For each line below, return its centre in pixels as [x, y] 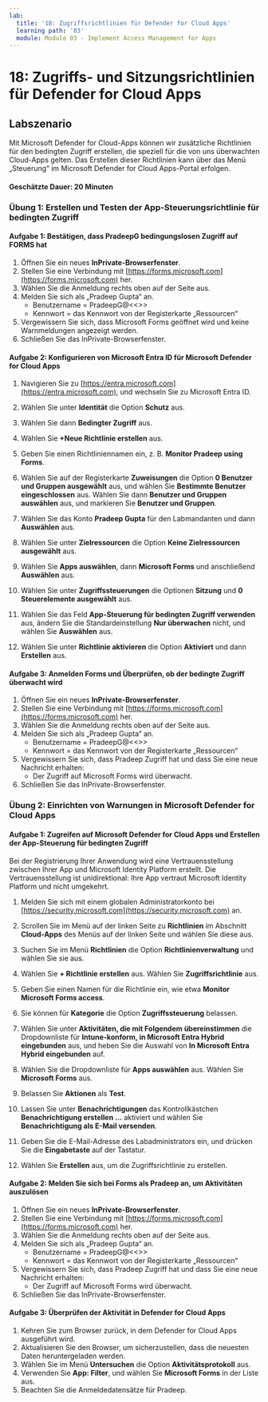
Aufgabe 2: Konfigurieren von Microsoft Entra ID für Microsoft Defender [130, 357]
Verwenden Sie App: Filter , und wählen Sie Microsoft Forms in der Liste [139, 1372]
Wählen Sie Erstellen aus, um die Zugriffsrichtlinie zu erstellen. [124, 1165]
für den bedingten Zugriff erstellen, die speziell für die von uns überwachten [134, 152]
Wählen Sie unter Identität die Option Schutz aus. [103, 407]
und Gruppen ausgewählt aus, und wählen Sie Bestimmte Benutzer [133, 486]
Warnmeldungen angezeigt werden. [79, 330]
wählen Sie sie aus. [52, 958]
